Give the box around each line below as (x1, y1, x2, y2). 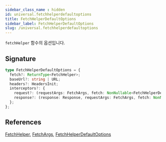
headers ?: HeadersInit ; (9, 81, 58, 87)
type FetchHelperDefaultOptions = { (5, 67, 81, 72)
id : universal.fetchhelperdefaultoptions (5, 12, 92, 17)
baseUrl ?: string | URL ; (9, 77, 61, 82)
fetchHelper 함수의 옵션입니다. (5, 40, 65, 46)
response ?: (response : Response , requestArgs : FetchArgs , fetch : (14, 95, 152, 100)
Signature (5, 54, 36, 63)
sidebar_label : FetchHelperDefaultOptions (5, 21, 94, 26)
